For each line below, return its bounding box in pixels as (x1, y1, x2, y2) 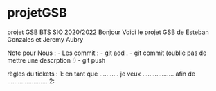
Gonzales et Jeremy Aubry (7, 35, 84, 43)
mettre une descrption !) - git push (7, 56, 106, 64)
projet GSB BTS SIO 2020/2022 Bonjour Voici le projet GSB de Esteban (7, 28, 209, 36)
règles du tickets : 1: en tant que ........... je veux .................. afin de (7, 69, 196, 78)
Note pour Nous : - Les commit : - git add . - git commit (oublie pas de (7, 49, 207, 57)
